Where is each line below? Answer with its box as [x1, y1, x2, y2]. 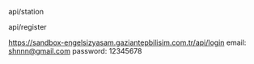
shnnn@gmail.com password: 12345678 [8, 46, 142, 55]
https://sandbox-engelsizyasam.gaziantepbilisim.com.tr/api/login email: [8, 38, 247, 47]
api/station [8, 7, 44, 16]
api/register [8, 22, 47, 31]
